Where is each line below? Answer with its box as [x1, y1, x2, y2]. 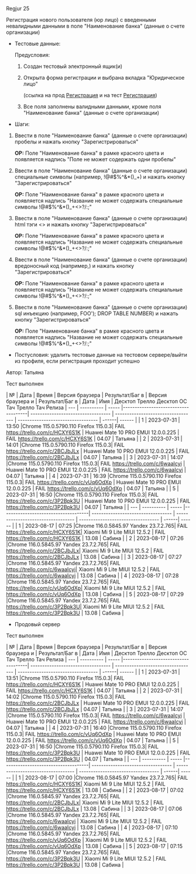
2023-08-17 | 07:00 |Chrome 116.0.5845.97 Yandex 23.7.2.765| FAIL [25, 774, 188, 781]
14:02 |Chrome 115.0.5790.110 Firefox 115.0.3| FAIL [6, 694, 126, 700]
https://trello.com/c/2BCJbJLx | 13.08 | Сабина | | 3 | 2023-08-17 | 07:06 [6, 805, 183, 812]
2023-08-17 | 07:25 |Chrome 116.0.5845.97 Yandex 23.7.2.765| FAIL [25, 523, 188, 529]
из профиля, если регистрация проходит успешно [14, 357, 140, 364]
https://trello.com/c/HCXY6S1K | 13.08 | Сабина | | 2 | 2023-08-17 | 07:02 [6, 787, 184, 793]
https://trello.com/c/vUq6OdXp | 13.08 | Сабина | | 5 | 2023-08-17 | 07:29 [6, 591, 184, 598]
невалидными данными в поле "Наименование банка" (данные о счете [6, 23, 185, 29]
